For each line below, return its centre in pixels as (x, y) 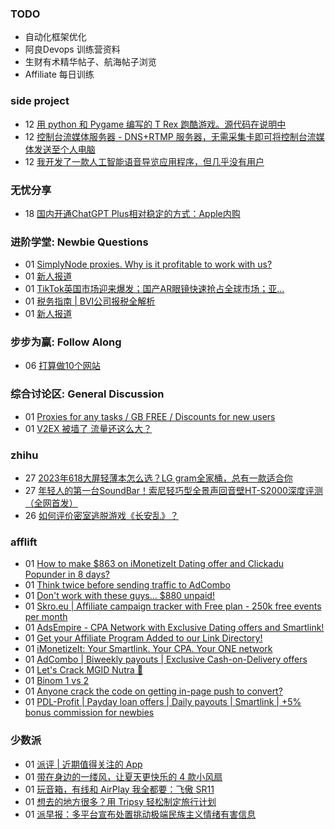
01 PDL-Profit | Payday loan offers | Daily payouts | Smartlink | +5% (163, 702)
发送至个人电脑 (64, 149)
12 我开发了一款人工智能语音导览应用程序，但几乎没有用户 (144, 161)
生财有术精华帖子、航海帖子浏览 (90, 62)
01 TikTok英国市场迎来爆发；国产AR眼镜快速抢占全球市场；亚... (154, 289)
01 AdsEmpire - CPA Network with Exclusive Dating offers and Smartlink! (174, 628)
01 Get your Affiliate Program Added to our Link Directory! (143, 638)
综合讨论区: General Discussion (87, 394)
